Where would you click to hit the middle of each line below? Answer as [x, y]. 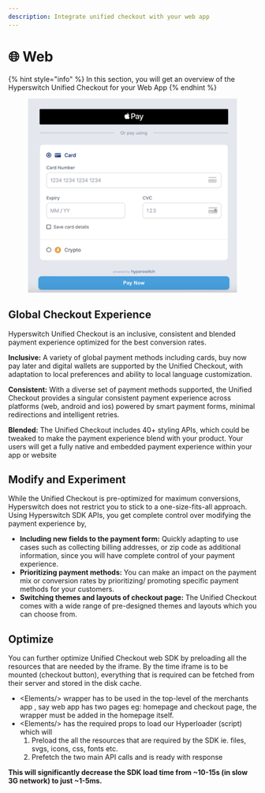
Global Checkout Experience [80, 315]
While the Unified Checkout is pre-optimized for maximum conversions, [124, 499]
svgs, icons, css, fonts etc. [75, 749]
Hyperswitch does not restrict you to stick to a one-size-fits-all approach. [128, 507]
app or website [32, 455]
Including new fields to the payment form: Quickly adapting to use [129, 539]
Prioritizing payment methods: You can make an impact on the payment [138, 572]
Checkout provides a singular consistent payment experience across [119, 397]
